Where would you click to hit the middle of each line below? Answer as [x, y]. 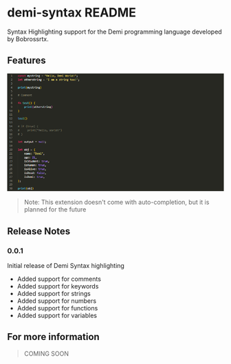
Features [26, 61]
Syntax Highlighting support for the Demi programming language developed [114, 32]
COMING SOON [46, 353]
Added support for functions [57, 308]
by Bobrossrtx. [28, 38]
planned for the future [55, 209]
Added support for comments [59, 279]
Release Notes [39, 231]
